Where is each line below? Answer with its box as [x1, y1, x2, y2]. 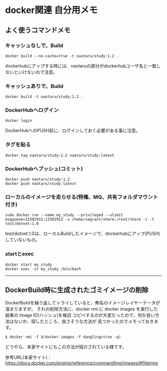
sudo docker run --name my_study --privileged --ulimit [5, 213, 123, 218]
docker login [5, 118, 32, 123]
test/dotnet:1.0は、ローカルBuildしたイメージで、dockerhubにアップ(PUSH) [5, 230, 161, 236]
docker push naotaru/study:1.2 [5, 177, 70, 182]
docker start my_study [5, 262, 52, 267]
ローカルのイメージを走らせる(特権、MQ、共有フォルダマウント [5, 193, 158, 200]
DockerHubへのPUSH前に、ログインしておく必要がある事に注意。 [5, 128, 141, 134]
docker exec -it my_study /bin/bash [5, 266, 81, 271]
